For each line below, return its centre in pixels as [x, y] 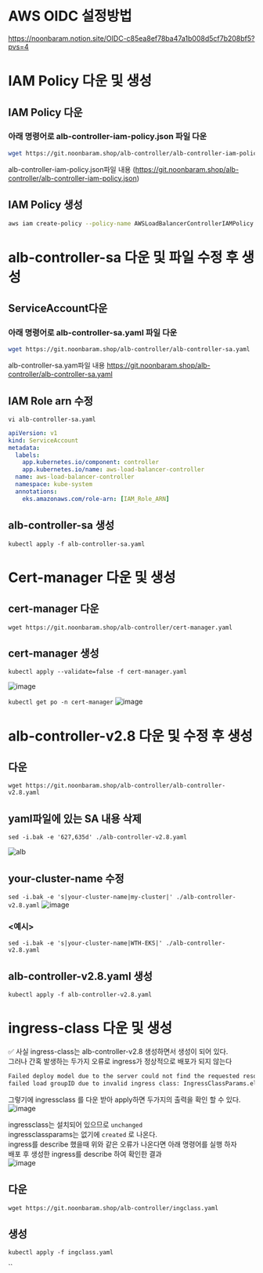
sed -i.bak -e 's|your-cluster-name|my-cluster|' [91, 897]
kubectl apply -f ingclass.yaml [61, 1253]
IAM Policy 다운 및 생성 [80, 81]
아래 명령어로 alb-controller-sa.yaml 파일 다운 [93, 332]
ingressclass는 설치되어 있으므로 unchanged [76, 1125]
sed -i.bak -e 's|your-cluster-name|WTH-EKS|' [85, 943]
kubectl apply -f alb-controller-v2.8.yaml [80, 995]
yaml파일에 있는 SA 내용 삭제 [75, 819]
